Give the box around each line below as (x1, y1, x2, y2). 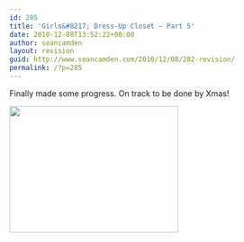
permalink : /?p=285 (9, 64, 83, 73)
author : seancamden (9, 38, 83, 48)
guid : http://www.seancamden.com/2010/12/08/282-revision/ (9, 55, 236, 64)
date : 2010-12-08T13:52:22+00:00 (9, 30, 135, 39)
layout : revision (9, 47, 75, 56)
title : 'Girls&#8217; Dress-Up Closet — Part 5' (9, 22, 195, 31)
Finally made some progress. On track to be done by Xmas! (9, 87, 230, 99)
